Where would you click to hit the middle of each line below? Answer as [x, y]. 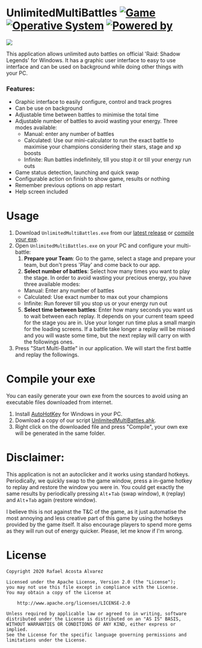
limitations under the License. [47, 640]
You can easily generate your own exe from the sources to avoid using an [97, 396]
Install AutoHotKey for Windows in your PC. [69, 414]
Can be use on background [49, 108]
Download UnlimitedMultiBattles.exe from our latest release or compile [104, 233]
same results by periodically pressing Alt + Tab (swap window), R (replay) [96, 494]
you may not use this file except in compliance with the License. [93, 587]
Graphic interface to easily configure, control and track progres [93, 102]
